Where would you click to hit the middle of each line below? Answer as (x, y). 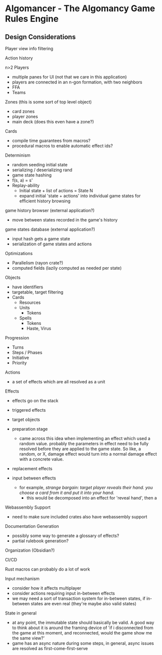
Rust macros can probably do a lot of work (48, 569)
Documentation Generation (32, 526)
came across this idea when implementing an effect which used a (85, 438)
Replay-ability (26, 185)
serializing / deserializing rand (42, 170)
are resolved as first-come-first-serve (50, 648)
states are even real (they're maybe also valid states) (84, 604)
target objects (26, 419)
